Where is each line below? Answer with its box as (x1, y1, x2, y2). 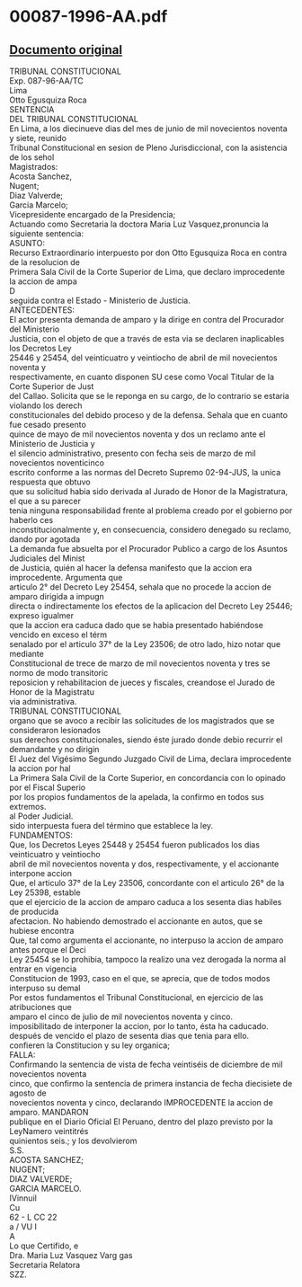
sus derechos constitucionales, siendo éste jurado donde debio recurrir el (9, 734, 283, 745)
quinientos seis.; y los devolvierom (9, 1135, 138, 1146)
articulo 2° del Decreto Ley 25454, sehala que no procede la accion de (9, 581, 271, 592)
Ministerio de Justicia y (9, 439, 96, 448)
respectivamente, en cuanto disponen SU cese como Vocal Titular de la (9, 371, 275, 382)
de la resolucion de (9, 257, 81, 267)
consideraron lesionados (9, 725, 102, 735)
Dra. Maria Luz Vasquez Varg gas (9, 1250, 133, 1260)
